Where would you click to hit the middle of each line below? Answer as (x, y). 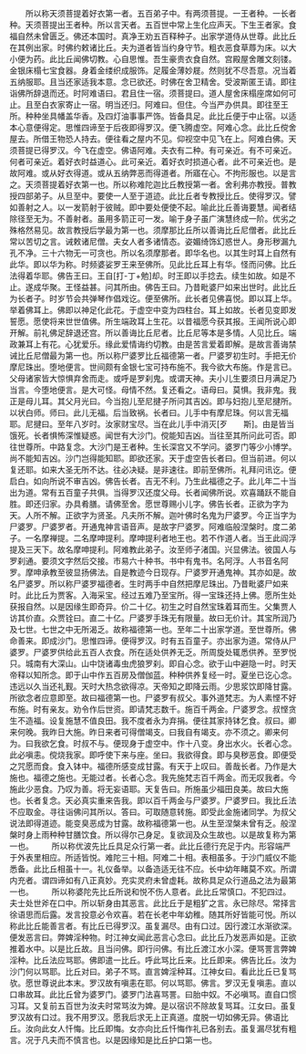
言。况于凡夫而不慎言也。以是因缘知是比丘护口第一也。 (113, 1040)
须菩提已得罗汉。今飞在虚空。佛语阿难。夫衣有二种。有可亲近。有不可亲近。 (153, 150)
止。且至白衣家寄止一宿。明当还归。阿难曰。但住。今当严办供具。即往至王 (149, 104)
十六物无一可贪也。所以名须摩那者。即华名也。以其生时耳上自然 (168, 253)
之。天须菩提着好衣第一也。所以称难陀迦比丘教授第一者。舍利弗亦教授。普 (149, 184)
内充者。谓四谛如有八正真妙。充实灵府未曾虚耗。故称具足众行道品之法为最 (149, 880)
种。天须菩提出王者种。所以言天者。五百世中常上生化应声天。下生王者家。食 (153, 25)
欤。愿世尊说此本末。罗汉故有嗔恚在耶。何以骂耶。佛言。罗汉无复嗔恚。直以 (153, 983)
